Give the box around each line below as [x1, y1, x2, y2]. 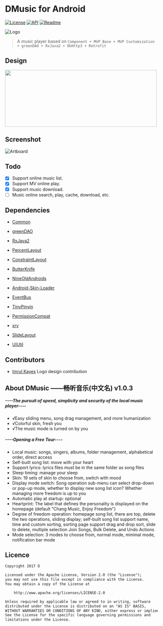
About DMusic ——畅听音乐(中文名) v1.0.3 [5, 384, 133, 392]
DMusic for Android [5, 3, 86, 15]
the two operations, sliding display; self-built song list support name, [12, 516, 149, 522]
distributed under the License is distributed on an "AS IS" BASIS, [5, 604, 147, 608]
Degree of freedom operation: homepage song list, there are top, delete [12, 511, 156, 517]
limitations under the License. [5, 617, 70, 622]
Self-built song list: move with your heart [12, 459, 94, 465]
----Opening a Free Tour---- [5, 437, 63, 443]
